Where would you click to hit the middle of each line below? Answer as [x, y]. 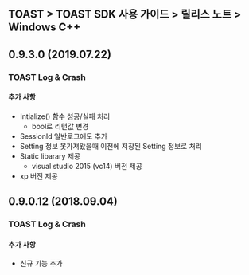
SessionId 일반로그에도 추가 [64, 136]
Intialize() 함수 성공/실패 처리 [65, 116]
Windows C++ [45, 27]
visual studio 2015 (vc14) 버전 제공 [87, 166]
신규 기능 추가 [41, 263]
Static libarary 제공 [50, 156]
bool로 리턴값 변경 [60, 126]
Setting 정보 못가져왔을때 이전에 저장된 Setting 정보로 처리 [111, 146]
